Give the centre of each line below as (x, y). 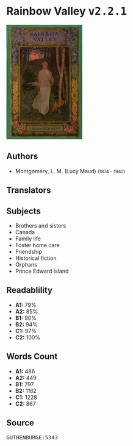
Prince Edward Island (42, 271)
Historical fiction (36, 258)
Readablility (30, 290)
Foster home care (37, 245)
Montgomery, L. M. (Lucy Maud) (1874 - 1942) (70, 171)
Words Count (32, 357)
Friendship (29, 251)
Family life (28, 239)
